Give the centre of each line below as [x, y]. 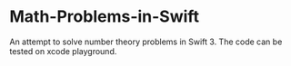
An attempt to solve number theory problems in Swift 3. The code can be [146, 42]
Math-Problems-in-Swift [105, 17]
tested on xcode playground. [63, 51]
